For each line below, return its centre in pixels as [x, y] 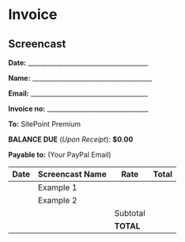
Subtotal [130, 213]
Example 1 [58, 187]
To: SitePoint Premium [45, 124]
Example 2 [58, 200]
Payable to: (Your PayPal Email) [60, 155]
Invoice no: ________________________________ [78, 109]
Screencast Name [72, 174]
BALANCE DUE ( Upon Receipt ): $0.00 [71, 139]
